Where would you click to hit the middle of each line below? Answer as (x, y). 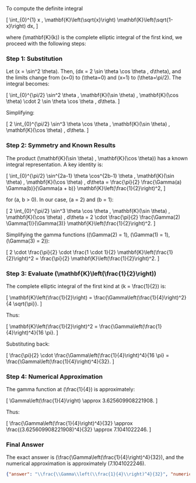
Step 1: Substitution (34, 58)
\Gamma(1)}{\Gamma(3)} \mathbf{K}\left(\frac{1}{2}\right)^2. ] (81, 223)
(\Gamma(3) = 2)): (28, 241)
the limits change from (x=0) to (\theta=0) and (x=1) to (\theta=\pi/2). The (94, 78)
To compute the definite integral (45, 8)
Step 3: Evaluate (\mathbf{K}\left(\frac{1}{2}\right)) (81, 273)
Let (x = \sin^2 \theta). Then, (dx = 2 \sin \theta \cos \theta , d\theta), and (94, 71)
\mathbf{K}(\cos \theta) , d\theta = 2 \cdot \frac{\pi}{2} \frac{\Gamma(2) (93, 217)
